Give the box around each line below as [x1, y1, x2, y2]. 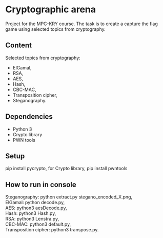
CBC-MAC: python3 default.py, [5, 221, 71, 227]
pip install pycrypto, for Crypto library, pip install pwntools [5, 166, 128, 172]
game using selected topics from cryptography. [5, 26, 106, 32]
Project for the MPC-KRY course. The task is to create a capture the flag [5, 21, 158, 27]
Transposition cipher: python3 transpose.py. [5, 227, 99, 233]
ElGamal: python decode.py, [5, 199, 65, 206]
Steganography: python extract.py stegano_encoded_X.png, [5, 194, 132, 200]
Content [5, 41, 32, 50]
